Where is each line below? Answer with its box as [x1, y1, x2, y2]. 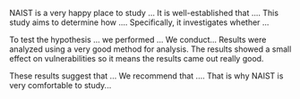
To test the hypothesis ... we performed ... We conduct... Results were [9, 35, 267, 45]
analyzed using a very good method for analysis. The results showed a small [9, 44, 292, 54]
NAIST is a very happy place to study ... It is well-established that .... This [9, 8, 279, 18]
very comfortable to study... [9, 80, 112, 90]
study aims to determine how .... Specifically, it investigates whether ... [9, 17, 270, 28]
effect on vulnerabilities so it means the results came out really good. [9, 54, 264, 63]
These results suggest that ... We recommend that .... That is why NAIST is [9, 70, 284, 81]
